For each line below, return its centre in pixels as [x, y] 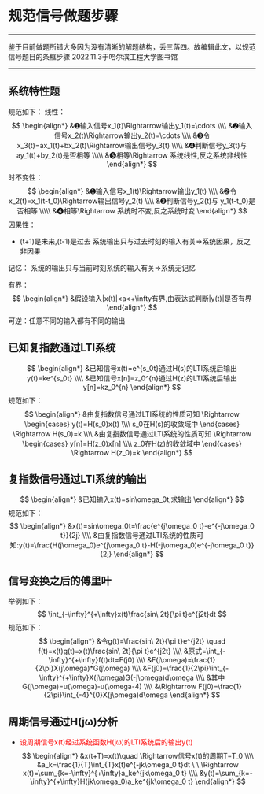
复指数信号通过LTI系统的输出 [77, 479]
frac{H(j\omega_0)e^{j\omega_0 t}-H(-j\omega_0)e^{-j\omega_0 [141, 545]
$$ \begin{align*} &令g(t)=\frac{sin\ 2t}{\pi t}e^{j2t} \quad [132, 641]
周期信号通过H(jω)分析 [63, 722]
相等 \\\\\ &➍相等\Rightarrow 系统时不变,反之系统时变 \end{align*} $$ [135, 210]
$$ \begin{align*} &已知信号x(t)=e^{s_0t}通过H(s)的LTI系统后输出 [132, 368]
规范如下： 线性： [37, 112]
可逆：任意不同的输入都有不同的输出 [67, 321]
